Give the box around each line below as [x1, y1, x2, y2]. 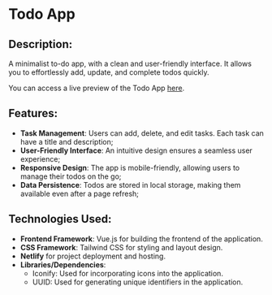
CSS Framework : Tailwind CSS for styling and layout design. [19, 242, 223, 252]
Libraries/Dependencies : [19, 259, 106, 269]
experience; [19, 154, 61, 163]
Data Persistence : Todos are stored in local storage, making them [19, 180, 241, 189]
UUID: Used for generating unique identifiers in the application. [32, 277, 244, 287]
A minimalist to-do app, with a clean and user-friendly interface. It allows [8, 59, 252, 68]
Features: [8, 106, 58, 120]
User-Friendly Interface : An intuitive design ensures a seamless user [19, 145, 253, 155]
